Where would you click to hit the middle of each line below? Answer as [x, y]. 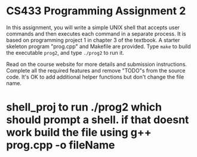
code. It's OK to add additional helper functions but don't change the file [95, 77]
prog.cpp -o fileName [61, 145]
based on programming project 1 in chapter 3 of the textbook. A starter [93, 40]
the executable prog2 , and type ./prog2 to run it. [65, 52]
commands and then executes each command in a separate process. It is [96, 33]
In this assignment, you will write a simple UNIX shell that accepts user [93, 27]
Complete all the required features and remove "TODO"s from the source [96, 70]
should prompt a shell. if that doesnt [98, 120]
